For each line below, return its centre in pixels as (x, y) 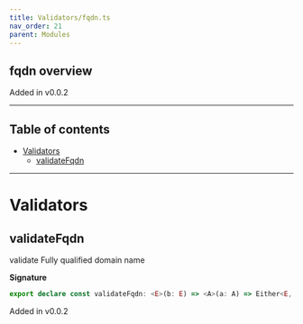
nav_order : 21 (36, 26)
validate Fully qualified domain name (78, 260)
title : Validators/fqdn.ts (60, 18)
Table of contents (60, 129)
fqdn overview (51, 71)
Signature (28, 277)
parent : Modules (40, 34)
